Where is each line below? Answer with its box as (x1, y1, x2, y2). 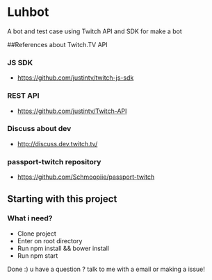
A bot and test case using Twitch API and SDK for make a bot (7, 27, 182, 35)
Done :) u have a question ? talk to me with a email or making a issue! (7, 265, 205, 273)
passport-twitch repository (7, 157, 101, 166)
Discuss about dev (7, 124, 72, 134)
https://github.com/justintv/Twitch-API (17, 107, 127, 115)
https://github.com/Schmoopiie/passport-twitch (17, 173, 155, 181)
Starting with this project (7, 193, 117, 204)
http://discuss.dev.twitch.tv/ (17, 139, 98, 148)
